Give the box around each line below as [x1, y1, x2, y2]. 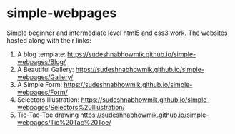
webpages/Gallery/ [16, 73, 74, 81]
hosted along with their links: [6, 36, 92, 44]
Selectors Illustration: [16, 95, 80, 104]
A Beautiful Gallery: [16, 65, 74, 73]
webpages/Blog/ [16, 57, 66, 66]
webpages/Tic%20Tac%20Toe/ [16, 118, 111, 126]
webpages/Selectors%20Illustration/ [16, 103, 126, 111]
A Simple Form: [16, 80, 62, 88]
